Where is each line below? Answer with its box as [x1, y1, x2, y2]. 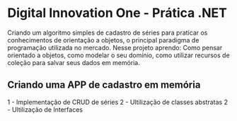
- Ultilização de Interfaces [7, 105, 83, 114]
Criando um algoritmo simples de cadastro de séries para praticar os [7, 28, 208, 37]
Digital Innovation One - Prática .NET [7, 5, 228, 21]
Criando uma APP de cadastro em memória [7, 79, 201, 91]
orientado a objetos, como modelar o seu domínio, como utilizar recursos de [7, 51, 230, 59]
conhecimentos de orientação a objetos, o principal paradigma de [7, 35, 200, 44]
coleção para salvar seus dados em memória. [7, 58, 140, 67]
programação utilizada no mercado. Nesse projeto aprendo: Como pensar [7, 43, 223, 52]
